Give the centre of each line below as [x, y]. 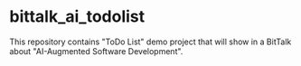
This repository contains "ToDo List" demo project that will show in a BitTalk [150, 42]
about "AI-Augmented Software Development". [96, 51]
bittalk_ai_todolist [77, 17]
